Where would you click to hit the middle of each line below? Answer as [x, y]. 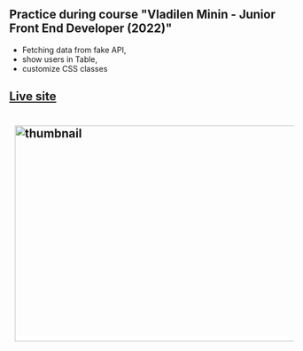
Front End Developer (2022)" [91, 29]
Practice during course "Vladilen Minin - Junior [143, 15]
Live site [33, 97]
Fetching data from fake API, [74, 50]
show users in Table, [60, 59]
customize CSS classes [65, 68]
